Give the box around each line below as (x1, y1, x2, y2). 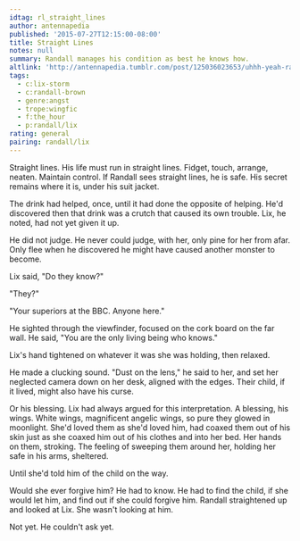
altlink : (9, 63, 42, 72)
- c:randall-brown (17, 87, 87, 96)
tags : (9, 71, 29, 80)
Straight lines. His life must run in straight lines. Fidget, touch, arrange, (9, 162, 269, 172)
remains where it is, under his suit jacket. (9, 180, 160, 192)
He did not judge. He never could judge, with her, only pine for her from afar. (9, 234, 290, 246)
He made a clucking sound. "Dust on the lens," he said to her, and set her (9, 367, 279, 378)
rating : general (9, 129, 70, 138)
